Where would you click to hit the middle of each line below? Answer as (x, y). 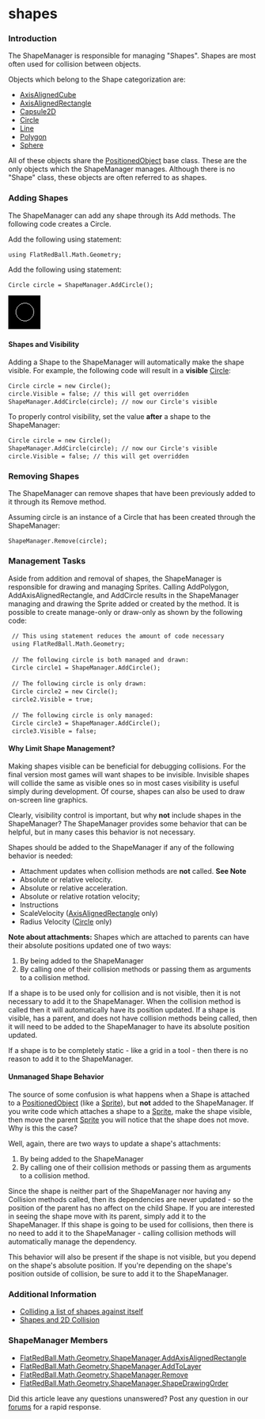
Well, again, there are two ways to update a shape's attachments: (115, 1143)
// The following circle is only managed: (83, 715)
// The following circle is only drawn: (79, 683)
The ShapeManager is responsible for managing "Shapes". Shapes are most (132, 55)
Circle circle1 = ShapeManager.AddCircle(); (86, 668)
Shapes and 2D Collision (60, 1320)
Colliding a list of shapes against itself (81, 1311)
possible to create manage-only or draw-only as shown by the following (125, 612)
